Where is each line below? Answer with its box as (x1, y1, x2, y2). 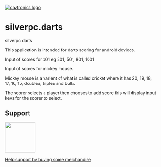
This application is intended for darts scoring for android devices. (5, 47, 135, 53)
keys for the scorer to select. (5, 95, 62, 100)
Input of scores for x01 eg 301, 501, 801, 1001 (5, 56, 94, 62)
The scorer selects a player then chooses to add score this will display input (5, 90, 156, 96)
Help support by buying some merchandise (5, 156, 91, 162)
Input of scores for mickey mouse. (5, 66, 73, 71)
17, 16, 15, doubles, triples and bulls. (5, 80, 76, 86)
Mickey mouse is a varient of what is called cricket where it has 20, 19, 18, (5, 75, 152, 81)
